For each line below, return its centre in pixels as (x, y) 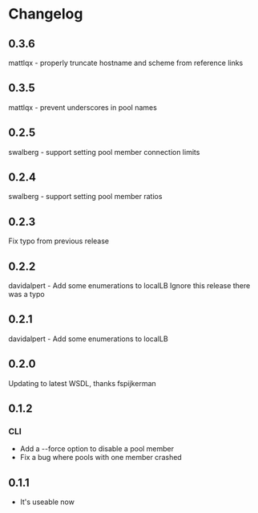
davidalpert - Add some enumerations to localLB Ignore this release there (129, 286)
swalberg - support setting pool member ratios (85, 197)
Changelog (46, 14)
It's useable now (47, 502)
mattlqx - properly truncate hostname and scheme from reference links (126, 63)
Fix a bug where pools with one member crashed (101, 458)
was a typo (27, 295)
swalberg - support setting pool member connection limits (104, 152)
